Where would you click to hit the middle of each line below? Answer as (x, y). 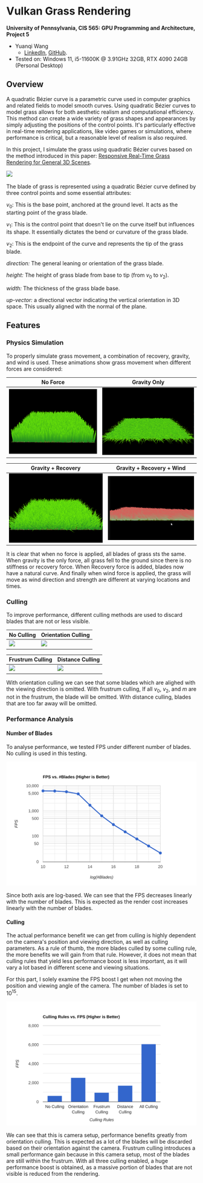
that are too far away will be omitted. (52, 703)
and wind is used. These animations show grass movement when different (99, 362)
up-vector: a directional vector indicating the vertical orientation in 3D (93, 300)
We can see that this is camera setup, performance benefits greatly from (97, 1135)
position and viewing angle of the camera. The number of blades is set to (97, 986)
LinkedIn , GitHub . (46, 52)
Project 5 (18, 34)
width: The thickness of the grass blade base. (63, 288)
